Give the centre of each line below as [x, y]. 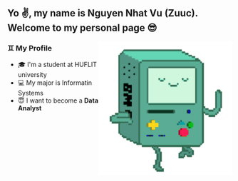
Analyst [30, 108]
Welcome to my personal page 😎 [82, 28]
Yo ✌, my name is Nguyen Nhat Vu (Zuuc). [103, 13]
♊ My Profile [30, 48]
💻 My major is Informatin [55, 83]
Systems [31, 93]
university [32, 74]
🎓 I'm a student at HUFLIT [57, 64]
